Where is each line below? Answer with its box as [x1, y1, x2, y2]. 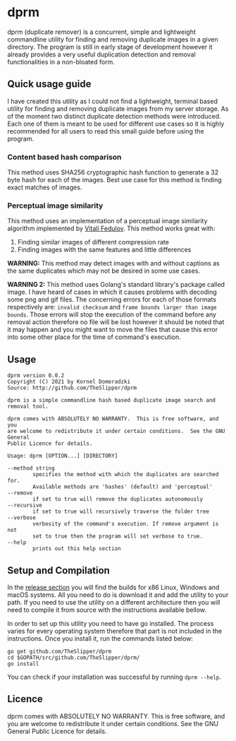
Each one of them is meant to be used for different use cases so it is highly [7, 119, 225, 128]
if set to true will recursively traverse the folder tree [32, 508, 210, 516]
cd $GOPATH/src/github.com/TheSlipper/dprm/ [7, 654, 140, 661]
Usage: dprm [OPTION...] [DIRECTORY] [7, 453, 118, 460]
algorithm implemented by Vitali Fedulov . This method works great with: [7, 224, 216, 233]
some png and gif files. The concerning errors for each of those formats [7, 295, 217, 304]
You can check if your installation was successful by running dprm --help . [7, 672, 222, 681]
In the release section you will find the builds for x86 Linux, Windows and [7, 583, 220, 591]
